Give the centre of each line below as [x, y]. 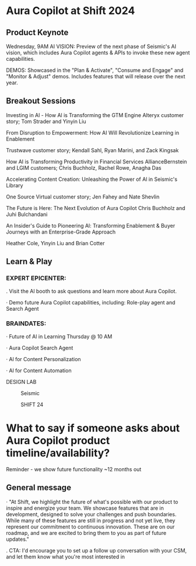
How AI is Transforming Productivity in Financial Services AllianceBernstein [97, 162]
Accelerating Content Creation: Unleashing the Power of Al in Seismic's [92, 179]
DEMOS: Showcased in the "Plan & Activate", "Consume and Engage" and [95, 70]
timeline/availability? [58, 453]
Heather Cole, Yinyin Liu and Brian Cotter [55, 243]
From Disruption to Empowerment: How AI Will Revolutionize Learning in [93, 132]
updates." [17, 539]
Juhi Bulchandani [27, 214]
